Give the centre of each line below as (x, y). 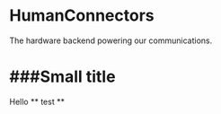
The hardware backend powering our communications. (111, 40)
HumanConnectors (82, 16)
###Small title (62, 77)
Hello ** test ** (37, 101)
